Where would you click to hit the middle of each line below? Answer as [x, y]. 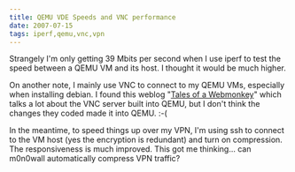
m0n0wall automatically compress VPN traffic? [95, 159]
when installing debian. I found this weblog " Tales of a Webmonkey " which [145, 94]
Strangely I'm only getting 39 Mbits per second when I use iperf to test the [145, 59]
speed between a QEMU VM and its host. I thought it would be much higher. [147, 68]
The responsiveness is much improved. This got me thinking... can [130, 149]
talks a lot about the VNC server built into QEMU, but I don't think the [135, 104]
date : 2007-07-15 [41, 26]
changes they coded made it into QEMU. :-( [89, 113]
